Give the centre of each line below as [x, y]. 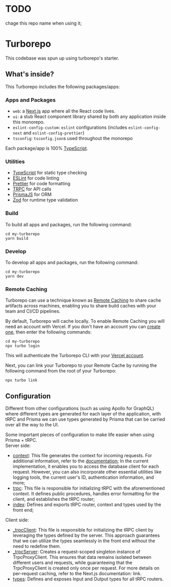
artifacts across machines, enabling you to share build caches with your [81, 306]
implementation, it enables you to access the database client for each [86, 466]
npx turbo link [21, 380]
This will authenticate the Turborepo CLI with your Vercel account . [75, 356]
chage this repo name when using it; [44, 23]
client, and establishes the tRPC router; [54, 499]
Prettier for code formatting [41, 184]
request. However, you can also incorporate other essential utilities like [87, 472]
